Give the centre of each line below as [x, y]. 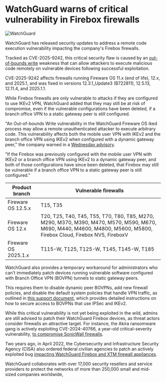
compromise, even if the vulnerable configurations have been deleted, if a [80, 109]
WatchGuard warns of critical [67, 9]
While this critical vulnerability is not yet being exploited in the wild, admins [82, 313]
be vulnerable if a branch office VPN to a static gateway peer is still [74, 170]
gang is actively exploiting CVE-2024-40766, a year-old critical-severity [79, 328]
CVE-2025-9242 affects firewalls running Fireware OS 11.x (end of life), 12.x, [83, 78]
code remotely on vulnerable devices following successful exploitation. [77, 68]
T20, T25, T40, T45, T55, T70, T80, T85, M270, [97, 216]
